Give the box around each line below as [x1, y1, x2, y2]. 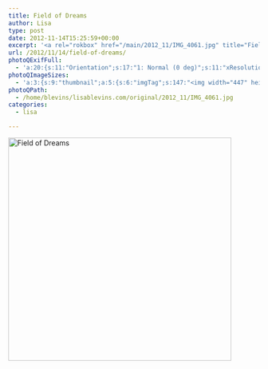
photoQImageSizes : [8, 71, 69, 79]
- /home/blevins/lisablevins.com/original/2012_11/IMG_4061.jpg [15, 93, 234, 101]
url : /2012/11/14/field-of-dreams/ [8, 49, 127, 57]
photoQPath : [8, 85, 48, 94]
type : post [8, 26, 45, 34]
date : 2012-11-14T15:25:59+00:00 [8, 34, 120, 42]
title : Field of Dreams [8, 11, 88, 20]
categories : [8, 101, 48, 109]
